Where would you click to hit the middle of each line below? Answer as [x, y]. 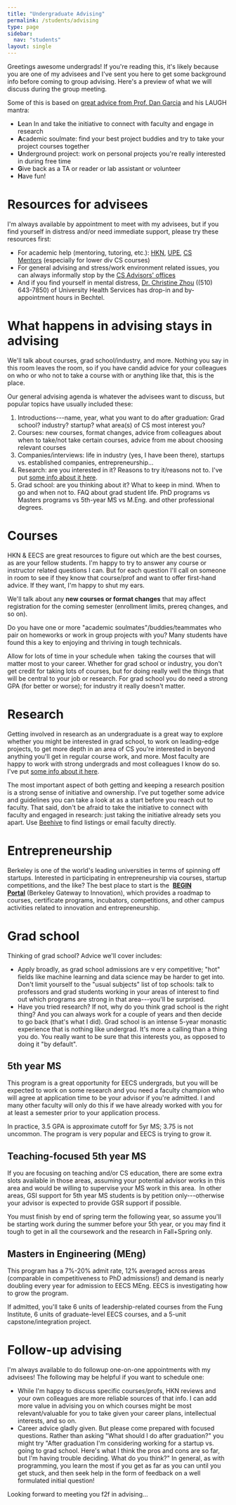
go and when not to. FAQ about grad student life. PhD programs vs [114, 492]
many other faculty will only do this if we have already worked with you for [115, 1105]
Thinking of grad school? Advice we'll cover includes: [85, 955]
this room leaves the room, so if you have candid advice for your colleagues [117, 367]
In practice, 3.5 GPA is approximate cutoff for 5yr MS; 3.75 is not [100, 1126]
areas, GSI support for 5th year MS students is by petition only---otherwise [116, 1196]
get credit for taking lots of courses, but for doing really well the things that [116, 671]
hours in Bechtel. [80, 297]
